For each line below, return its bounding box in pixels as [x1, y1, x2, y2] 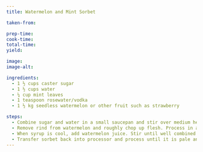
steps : [6, 114, 23, 120]
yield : [6, 48, 23, 54]
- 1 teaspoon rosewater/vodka [11, 97, 88, 103]
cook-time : [6, 36, 34, 42]
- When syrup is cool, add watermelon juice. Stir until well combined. [11, 130, 199, 136]
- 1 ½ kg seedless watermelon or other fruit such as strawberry [11, 103, 180, 109]
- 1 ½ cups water [11, 86, 56, 92]
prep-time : [6, 31, 34, 37]
